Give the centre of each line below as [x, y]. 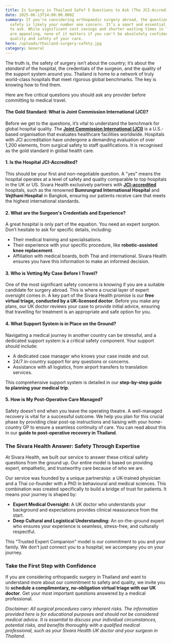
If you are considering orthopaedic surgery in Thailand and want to [76, 577]
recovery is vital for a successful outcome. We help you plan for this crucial [85, 416]
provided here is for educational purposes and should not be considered [82, 614]
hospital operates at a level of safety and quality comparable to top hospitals [86, 179]
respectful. [24, 532]
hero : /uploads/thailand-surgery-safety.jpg [53, 44]
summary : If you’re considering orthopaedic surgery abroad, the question [87, 20]
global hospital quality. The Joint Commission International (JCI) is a [79, 128]
